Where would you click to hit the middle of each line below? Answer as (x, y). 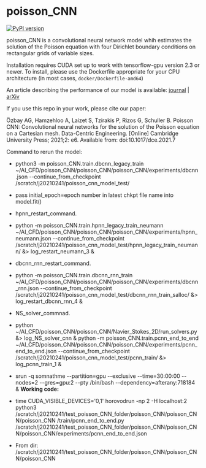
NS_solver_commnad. (43, 313)
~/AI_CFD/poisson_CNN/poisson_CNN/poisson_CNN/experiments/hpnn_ (106, 232)
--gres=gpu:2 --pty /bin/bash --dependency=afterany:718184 (117, 382)
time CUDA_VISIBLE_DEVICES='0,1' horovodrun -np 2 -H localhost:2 (101, 401)
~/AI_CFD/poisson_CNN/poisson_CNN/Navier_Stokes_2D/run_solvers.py (106, 331)
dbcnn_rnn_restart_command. (53, 263)
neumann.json (33, 238)
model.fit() (28, 201)
